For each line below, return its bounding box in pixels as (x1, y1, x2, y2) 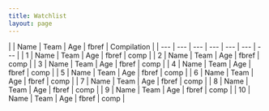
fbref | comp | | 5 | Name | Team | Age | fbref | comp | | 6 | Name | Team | (8, 67, 254, 77)
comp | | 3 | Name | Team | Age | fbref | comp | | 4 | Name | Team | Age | (8, 58, 251, 69)
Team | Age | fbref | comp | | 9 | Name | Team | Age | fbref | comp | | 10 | (8, 84, 251, 94)
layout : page (8, 19, 53, 28)
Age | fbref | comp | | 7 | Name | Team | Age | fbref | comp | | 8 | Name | (8, 76, 249, 86)
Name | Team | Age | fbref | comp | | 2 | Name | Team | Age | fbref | (35, 50, 260, 60)
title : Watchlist (8, 11, 67, 20)
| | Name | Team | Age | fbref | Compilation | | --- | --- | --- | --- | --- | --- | (8, 41, 257, 51)
